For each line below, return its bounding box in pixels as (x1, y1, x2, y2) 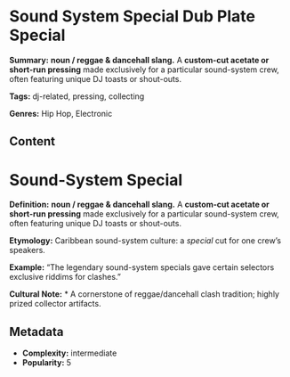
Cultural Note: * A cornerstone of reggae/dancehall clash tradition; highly (9, 289, 280, 299)
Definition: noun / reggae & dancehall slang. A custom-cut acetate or (9, 199, 270, 210)
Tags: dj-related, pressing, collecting (9, 91, 145, 102)
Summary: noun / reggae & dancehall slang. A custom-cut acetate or (9, 54, 270, 65)
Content (9, 134, 56, 149)
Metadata (9, 324, 64, 340)
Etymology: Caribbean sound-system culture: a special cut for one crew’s (9, 235, 282, 246)
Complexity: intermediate (21, 348, 117, 358)
